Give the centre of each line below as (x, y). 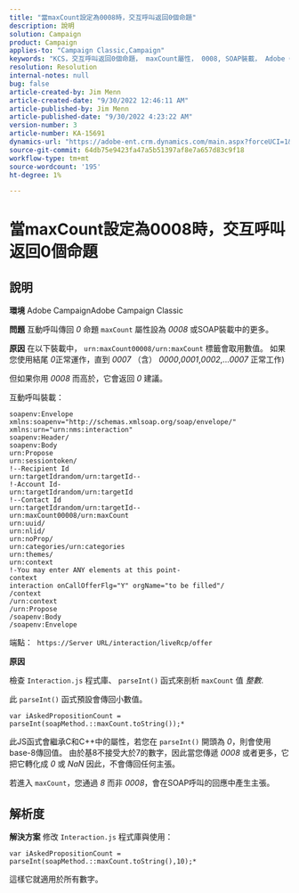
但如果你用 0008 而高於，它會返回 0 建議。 (88, 379)
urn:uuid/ (28, 524)
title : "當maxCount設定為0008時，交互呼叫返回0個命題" (103, 17)
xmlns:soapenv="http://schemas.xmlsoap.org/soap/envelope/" (123, 422)
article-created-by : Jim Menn (65, 92)
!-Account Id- (36, 485)
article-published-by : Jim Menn (69, 109)
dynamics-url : (36, 142)
